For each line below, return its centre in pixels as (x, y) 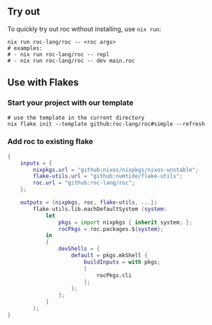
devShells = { (79, 249)
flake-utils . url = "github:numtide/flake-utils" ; (108, 176)
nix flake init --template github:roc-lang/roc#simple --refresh (106, 124)
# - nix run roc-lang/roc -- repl (59, 54)
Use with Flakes (43, 82)
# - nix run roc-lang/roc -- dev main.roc (71, 61)
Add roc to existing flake (51, 142)
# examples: (25, 48)
